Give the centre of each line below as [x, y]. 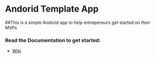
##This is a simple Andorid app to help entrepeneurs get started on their [77, 22]
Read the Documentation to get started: [53, 40]
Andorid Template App [52, 9]
